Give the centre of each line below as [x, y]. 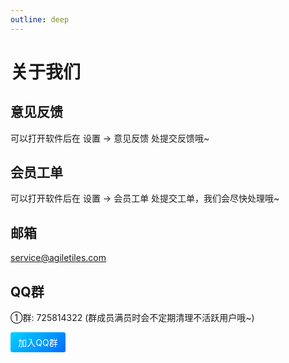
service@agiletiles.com [58, 258]
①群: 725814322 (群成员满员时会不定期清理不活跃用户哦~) [132, 318]
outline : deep [40, 19]
